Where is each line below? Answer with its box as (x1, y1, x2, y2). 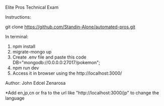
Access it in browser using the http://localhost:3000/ (12, 70, 122, 76)
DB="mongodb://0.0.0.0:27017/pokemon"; (12, 60, 101, 65)
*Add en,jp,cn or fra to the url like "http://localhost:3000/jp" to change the (5, 90, 159, 95)
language (5, 95, 25, 101)
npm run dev (12, 65, 39, 71)
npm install (12, 43, 36, 49)
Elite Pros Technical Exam (5, 5, 59, 10)
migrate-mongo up (12, 49, 52, 55)
